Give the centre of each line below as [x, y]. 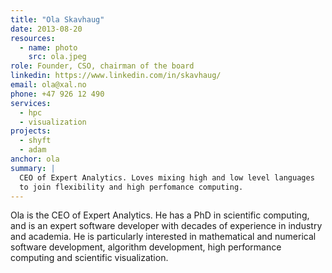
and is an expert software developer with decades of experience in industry [166, 226]
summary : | [33, 168]
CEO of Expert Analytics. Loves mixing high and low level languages [167, 177]
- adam [33, 150]
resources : [33, 38]
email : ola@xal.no [48, 85]
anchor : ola [35, 159]
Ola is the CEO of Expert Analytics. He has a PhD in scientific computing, [160, 215]
